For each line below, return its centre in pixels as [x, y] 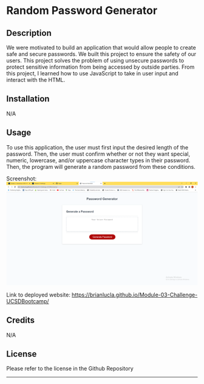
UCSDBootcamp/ [28, 301]
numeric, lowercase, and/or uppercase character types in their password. [98, 160]
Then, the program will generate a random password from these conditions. [101, 166]
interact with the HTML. [36, 80]
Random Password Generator [82, 11]
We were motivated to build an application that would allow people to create [101, 47]
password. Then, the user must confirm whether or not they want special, [98, 154]
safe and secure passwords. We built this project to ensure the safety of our [101, 54]
